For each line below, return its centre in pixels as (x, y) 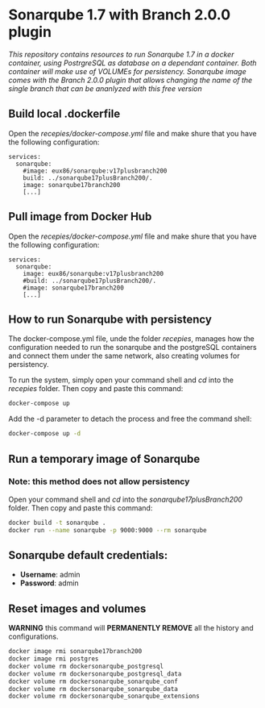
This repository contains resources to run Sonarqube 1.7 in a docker (121, 54)
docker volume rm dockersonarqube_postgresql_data (95, 674)
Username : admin (50, 575)
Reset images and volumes (77, 608)
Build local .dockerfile (64, 114)
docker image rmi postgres (54, 659)
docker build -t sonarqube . (57, 523)
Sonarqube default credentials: (88, 555)
